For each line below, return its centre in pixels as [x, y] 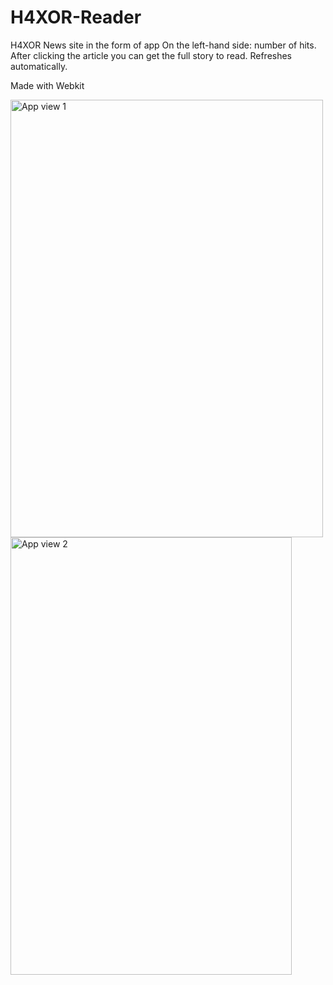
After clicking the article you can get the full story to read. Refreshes [151, 55]
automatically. [39, 66]
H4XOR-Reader [76, 17]
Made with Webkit [47, 85]
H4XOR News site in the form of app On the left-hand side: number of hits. [163, 45]
